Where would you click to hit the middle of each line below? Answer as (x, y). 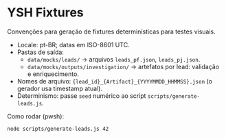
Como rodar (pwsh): (35, 116)
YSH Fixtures (45, 13)
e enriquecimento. (53, 74)
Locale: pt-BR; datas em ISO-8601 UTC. (73, 45)
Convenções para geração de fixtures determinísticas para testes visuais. (111, 31)
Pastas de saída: (40, 52)
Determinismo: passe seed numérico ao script (81, 96)
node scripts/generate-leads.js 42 (58, 129)
